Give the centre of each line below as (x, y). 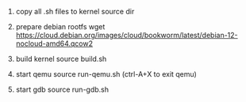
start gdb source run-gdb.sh (62, 89)
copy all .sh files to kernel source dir (75, 11)
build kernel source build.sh (61, 59)
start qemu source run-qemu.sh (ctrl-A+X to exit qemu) (106, 74)
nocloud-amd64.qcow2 (54, 43)
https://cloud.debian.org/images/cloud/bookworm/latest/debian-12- (127, 35)
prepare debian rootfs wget (60, 26)
